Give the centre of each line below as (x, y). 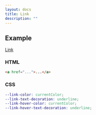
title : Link (17, 14)
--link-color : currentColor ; (34, 95)
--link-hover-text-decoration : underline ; (48, 108)
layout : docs (18, 9)
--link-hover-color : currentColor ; (41, 104)
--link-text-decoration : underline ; (42, 99)
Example (18, 38)
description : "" (21, 18)
